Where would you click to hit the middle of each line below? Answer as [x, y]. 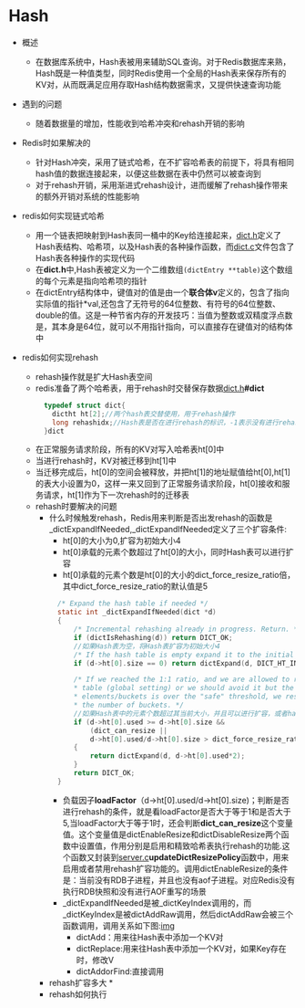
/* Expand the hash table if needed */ [132, 604]
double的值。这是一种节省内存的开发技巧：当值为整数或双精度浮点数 [164, 315]
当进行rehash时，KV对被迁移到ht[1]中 [106, 461]
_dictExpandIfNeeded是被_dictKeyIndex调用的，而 [157, 903]
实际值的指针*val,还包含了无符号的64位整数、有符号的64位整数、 [158, 303]
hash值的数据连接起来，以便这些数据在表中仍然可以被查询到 [148, 173]
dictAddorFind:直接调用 [120, 971]
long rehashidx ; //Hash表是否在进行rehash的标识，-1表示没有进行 [166, 422]
